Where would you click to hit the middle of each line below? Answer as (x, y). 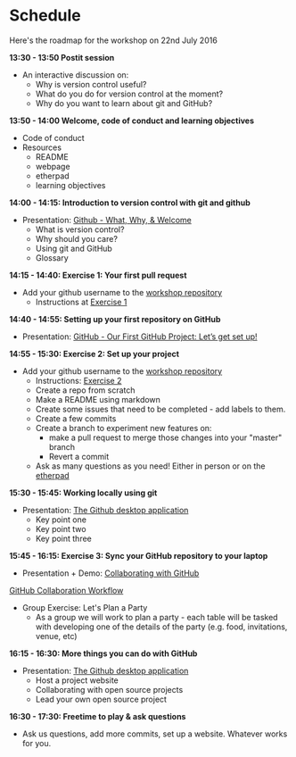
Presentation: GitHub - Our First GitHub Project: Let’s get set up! (140, 337)
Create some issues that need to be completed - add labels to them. (160, 409)
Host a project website (77, 680)
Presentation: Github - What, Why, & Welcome (107, 220)
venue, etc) (56, 636)
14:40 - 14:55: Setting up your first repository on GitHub (115, 319)
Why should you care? (77, 238)
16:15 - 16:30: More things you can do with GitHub (103, 653)
